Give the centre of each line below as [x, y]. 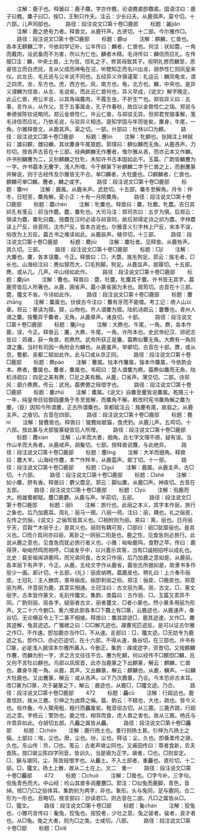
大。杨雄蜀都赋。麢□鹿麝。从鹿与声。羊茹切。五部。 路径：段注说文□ [99, 497]
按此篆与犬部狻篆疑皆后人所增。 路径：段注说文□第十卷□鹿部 [104, 430]
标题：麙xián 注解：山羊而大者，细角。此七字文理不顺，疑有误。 [102, 437]
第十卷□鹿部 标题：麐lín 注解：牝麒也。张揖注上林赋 [118, 136]
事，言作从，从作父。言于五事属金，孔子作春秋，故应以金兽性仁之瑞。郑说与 [101, 106]
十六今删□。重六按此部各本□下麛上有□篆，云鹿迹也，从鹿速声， [108, 610]
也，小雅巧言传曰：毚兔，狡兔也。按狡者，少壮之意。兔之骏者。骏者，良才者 [101, 813]
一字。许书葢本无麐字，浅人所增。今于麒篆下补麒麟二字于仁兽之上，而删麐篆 [101, 167]
